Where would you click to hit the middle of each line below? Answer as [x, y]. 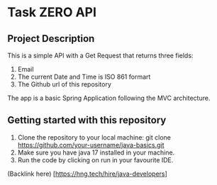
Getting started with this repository [87, 120]
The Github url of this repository [65, 84]
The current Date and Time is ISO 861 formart [84, 77]
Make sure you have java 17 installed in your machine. [96, 152]
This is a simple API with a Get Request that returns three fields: [100, 55]
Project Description [51, 39]
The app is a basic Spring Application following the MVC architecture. [109, 98]
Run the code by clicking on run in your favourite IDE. [95, 159]
